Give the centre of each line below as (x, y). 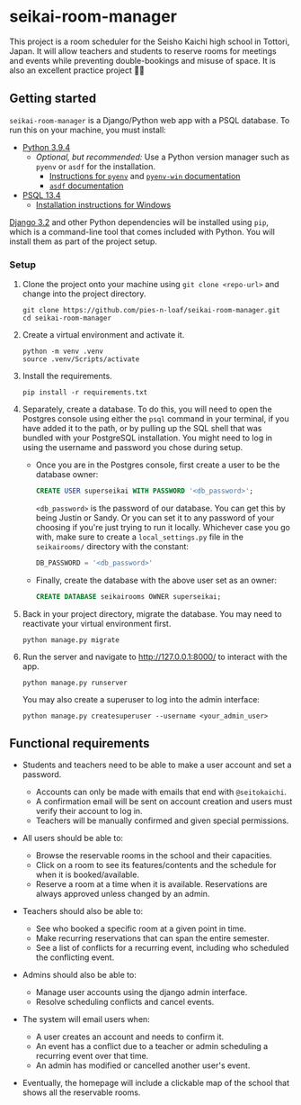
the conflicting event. (75, 957)
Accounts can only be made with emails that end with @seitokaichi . (161, 792)
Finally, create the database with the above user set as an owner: (156, 580)
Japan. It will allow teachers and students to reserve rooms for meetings (143, 50)
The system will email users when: (86, 1019)
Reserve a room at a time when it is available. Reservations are (151, 884)
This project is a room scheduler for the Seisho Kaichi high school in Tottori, (150, 41)
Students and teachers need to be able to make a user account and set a (157, 765)
